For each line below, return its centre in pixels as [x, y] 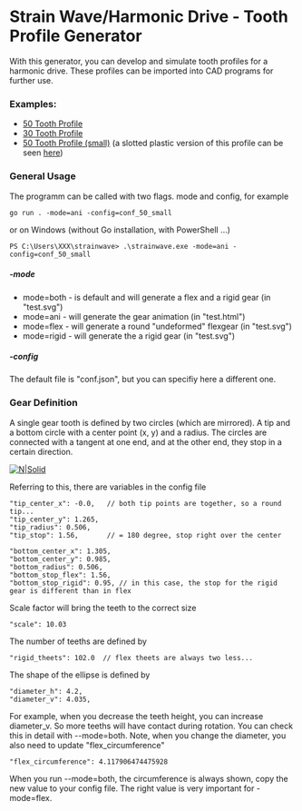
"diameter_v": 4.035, [50, 699]
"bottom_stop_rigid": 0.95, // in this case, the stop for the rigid [144, 583]
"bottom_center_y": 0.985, [60, 559]
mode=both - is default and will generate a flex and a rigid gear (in [146, 297]
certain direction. [41, 451]
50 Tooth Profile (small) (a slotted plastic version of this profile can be [153, 143]
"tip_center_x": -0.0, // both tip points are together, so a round [146, 503]
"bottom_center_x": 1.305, [60, 551]
